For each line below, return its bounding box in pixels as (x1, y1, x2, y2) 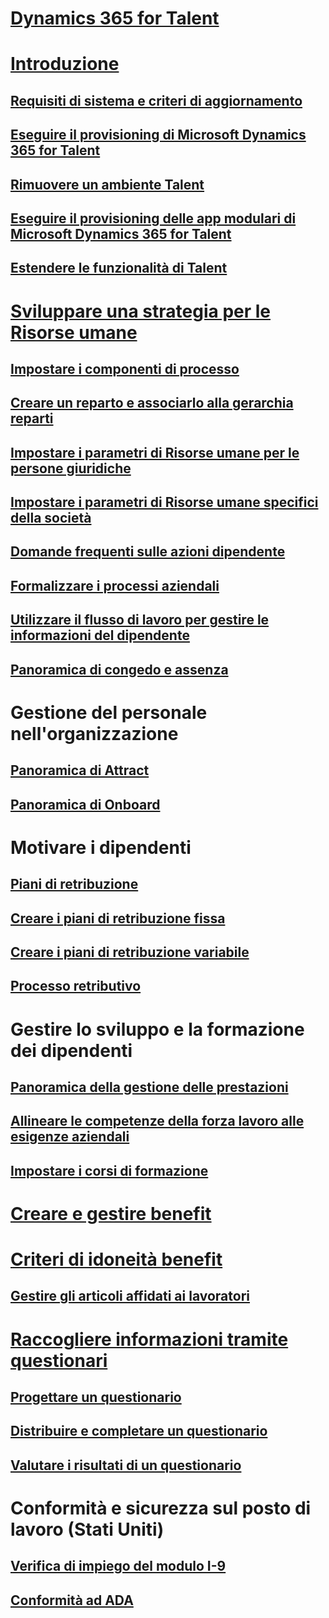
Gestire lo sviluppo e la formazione (10, 1018, 305, 1041)
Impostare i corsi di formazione (10, 1162, 209, 1179)
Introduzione (10, 53, 120, 76)
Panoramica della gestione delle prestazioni (10, 1078, 289, 1096)
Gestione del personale (10, 701, 208, 724)
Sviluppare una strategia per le (10, 300, 272, 322)
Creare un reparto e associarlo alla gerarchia (10, 395, 294, 412)
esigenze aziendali (10, 1128, 130, 1146)
